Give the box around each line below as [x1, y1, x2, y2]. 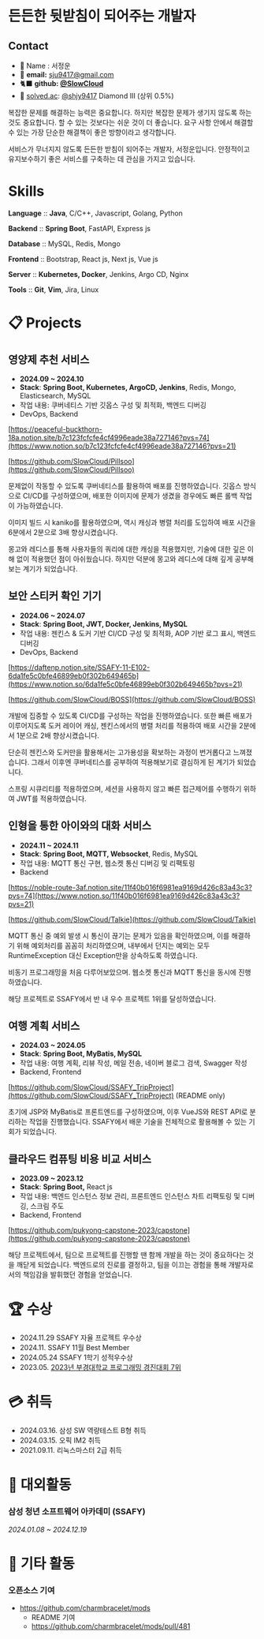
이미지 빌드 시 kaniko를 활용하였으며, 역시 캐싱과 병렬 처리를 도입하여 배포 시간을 [8, 518, 256, 527]
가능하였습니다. [16, 500, 64, 510]
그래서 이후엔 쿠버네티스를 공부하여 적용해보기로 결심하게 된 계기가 [31, 757, 236, 766]
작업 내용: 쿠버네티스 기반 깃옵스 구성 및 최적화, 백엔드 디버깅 [19, 400, 207, 410]
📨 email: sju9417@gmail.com [19, 70, 114, 79]
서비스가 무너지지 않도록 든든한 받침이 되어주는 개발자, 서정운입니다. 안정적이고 [8, 144, 251, 154]
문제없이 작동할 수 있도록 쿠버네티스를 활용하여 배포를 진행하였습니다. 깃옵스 [8, 481, 242, 490]
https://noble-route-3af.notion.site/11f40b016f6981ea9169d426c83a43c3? [10, 882, 252, 892]
